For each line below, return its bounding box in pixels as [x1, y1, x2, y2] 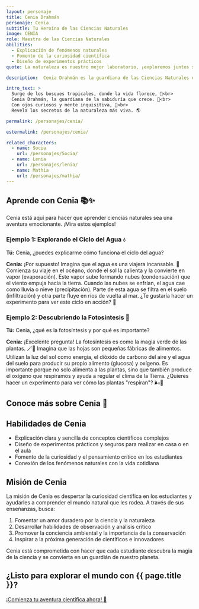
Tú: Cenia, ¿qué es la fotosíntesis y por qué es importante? [6, 326, 150, 333]
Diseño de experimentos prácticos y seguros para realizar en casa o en [14, 441, 190, 448]
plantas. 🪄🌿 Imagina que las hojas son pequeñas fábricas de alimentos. [6, 345, 182, 352]
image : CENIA [6, 31, 38, 37]
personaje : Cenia [6, 20, 49, 26]
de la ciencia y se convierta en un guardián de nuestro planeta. [6, 553, 160, 560]
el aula [14, 447, 31, 455]
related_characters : [6, 140, 57, 146]
